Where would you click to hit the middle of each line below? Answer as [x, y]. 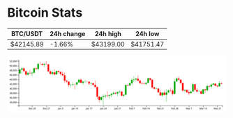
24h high [108, 34]
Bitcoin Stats [45, 13]
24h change [68, 34]
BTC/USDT [27, 34]
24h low [147, 34]
